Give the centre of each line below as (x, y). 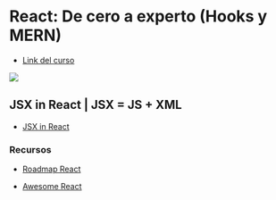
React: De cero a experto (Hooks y (138, 17)
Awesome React (52, 187)
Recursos (30, 149)
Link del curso (48, 60)
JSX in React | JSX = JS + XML (96, 105)
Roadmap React (51, 169)
